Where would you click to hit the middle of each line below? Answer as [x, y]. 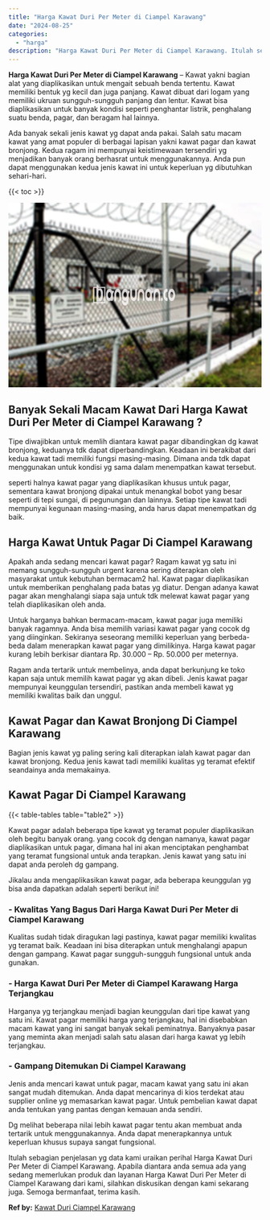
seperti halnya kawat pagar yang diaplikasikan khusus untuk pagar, [119, 483]
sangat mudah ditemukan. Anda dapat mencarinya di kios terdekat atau [127, 1092]
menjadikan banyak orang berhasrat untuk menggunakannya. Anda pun [127, 159]
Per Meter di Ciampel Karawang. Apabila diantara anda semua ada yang [127, 1166]
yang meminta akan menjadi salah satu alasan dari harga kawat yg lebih [127, 1037]
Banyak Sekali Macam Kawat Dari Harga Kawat [128, 410]
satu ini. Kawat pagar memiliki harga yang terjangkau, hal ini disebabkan [128, 1020]
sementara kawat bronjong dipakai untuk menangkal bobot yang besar [125, 492]
